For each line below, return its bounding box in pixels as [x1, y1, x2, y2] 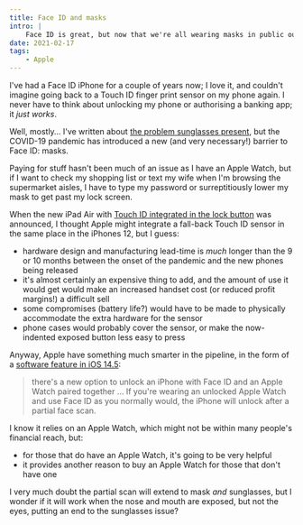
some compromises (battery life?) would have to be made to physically [22, 303, 286, 314]
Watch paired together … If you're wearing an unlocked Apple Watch [31, 386, 287, 397]
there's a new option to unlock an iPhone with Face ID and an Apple [31, 376, 283, 387]
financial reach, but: [9, 432, 84, 443]
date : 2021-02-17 [9, 38, 75, 48]
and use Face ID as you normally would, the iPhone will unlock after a [31, 396, 290, 406]
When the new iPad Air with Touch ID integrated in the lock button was [9, 209, 272, 219]
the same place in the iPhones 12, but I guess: [9, 228, 179, 239]
